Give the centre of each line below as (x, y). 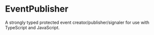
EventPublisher (37, 9)
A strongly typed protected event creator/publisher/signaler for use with (77, 22)
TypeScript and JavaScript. (32, 27)
